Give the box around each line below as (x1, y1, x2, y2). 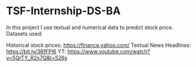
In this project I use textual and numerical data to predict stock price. (6, 24, 174, 31)
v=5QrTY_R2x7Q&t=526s (6, 54, 68, 61)
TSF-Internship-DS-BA (6, 4, 121, 18)
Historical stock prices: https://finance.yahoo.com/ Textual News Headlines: (6, 42, 191, 49)
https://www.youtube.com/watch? (67, 47, 151, 55)
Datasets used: (6, 30, 43, 37)
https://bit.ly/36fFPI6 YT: (6, 47, 67, 55)
